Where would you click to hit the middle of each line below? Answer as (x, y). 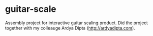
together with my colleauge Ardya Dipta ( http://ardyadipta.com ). (70, 28)
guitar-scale (31, 9)
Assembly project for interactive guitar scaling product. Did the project (76, 23)
